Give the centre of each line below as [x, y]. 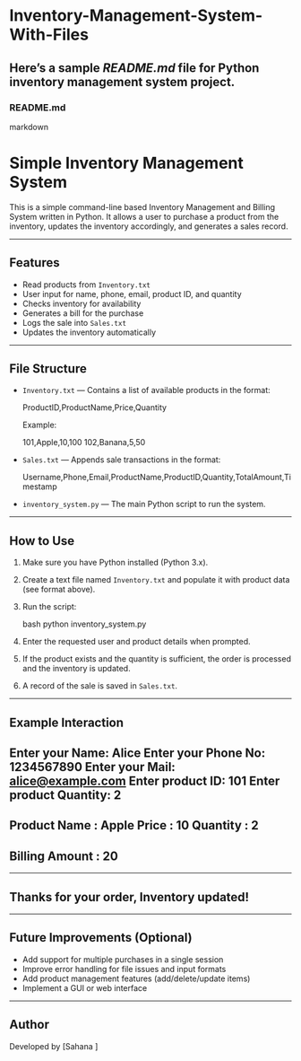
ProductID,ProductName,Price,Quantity [95, 408]
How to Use [42, 541]
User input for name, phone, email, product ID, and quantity [132, 294]
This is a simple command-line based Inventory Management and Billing [142, 206]
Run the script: [49, 607]
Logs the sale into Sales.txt [74, 322]
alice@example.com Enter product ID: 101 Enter [145, 781]
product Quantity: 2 [65, 795]
